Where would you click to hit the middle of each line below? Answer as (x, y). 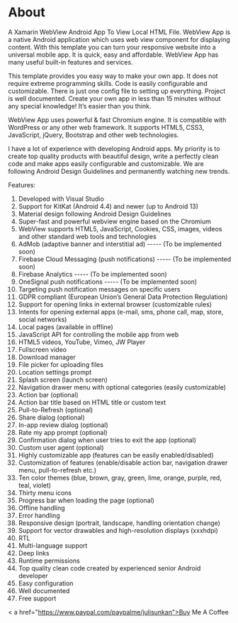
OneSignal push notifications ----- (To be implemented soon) (108, 282)
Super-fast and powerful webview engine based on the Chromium (115, 221)
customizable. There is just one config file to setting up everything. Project (117, 91)
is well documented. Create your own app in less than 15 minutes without (114, 98)
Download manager (47, 357)
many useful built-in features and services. (70, 62)
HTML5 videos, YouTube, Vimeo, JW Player (82, 342)
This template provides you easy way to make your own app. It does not (113, 76)
